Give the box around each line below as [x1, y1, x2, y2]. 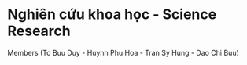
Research [7, 22, 72, 40]
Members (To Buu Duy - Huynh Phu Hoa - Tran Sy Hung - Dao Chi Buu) [7, 48, 239, 57]
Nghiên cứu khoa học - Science [7, 5, 217, 23]
